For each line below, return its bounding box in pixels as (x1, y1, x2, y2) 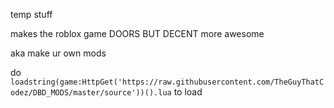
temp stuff (10, 9, 53, 20)
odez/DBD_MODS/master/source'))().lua (10, 88, 172, 98)
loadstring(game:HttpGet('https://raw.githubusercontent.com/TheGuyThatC (10, 77, 325, 87)
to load (173, 86, 203, 98)
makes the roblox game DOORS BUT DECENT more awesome (10, 28, 265, 39)
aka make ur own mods (10, 47, 107, 59)
